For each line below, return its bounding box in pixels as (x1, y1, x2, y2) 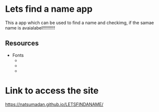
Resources (5, 39, 39, 48)
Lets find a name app (5, 3, 93, 15)
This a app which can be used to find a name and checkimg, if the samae (5, 20, 154, 26)
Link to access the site (5, 85, 99, 96)
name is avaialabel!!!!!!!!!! (5, 25, 55, 30)
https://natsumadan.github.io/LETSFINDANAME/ (5, 101, 104, 107)
